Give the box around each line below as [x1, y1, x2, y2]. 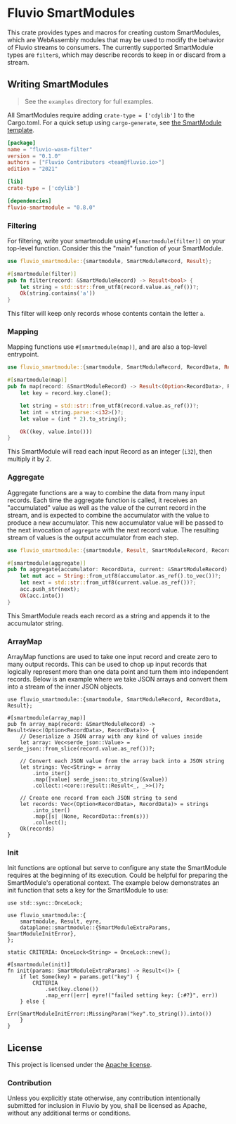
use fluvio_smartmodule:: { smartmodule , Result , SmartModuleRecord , [7, 547, 209, 554]
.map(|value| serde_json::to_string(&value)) [32, 776, 169, 783]
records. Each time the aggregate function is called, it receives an [7, 496, 197, 504]
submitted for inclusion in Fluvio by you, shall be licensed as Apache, [7, 1101, 207, 1110]
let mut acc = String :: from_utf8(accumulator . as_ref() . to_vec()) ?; [20, 573, 221, 580]
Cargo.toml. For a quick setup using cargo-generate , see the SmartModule [7, 118, 222, 127]
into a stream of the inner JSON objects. [7, 682, 124, 691]
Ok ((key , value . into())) [20, 428, 93, 435]
